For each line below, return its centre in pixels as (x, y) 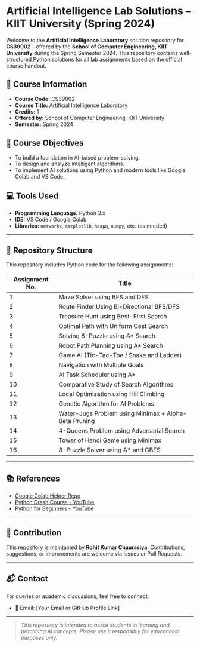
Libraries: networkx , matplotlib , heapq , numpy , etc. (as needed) (91, 226)
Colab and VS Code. (40, 176)
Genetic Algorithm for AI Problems (107, 404)
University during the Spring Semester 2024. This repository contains (92, 53)
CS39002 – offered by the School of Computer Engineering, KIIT (87, 47)
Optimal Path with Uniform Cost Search (113, 326)
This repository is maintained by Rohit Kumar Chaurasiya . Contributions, (96, 547)
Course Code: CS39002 (45, 99)
